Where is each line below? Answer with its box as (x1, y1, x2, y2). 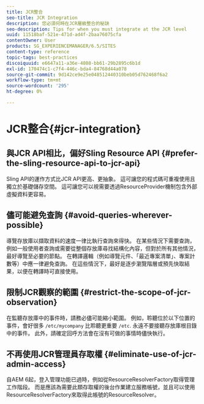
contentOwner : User (6, 37, 56, 43)
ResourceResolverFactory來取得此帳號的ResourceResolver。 (6, 391, 160, 398)
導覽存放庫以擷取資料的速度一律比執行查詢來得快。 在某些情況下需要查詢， (6, 237, 195, 244)
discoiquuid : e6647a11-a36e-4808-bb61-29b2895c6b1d (6, 60, 140, 66)
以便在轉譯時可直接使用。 (16, 267, 81, 275)
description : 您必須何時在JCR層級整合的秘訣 (6, 20, 110, 26)
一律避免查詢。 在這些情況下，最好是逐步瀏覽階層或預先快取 (32, 260, 184, 267)
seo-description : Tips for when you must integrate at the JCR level (6, 26, 188, 32)
